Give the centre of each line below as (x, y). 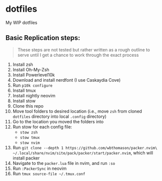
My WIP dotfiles (21, 23)
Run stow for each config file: (42, 127)
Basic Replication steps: (43, 38)
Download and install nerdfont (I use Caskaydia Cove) (67, 80)
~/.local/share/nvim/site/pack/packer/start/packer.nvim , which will (83, 153)
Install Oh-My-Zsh (31, 69)
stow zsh (29, 132)
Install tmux (24, 90)
